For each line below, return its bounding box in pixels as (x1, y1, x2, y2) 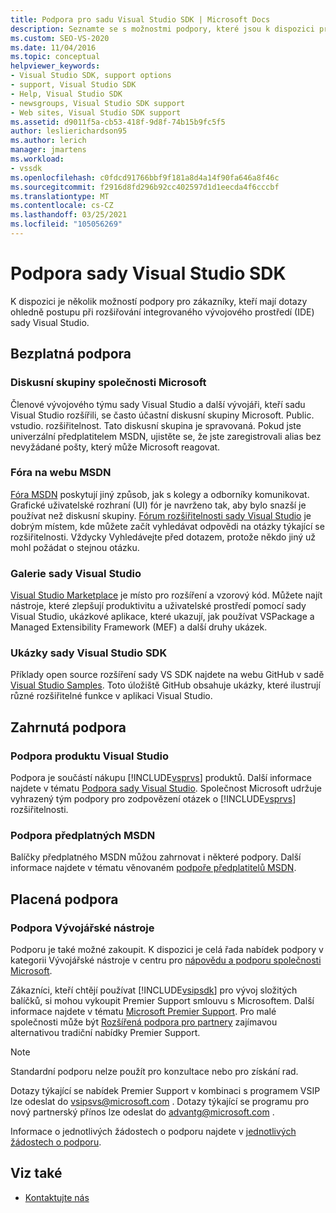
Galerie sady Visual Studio (10, 566, 142, 580)
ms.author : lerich (10, 136, 87, 146)
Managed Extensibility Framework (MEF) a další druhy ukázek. (10, 621, 268, 633)
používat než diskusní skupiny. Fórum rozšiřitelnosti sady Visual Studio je (10, 509, 312, 521)
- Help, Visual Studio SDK (10, 89, 123, 99)
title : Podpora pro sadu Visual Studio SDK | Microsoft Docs (10, 14, 271, 25)
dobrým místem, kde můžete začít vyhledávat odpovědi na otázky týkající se (10, 520, 325, 532)
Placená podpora (10, 891, 119, 908)
